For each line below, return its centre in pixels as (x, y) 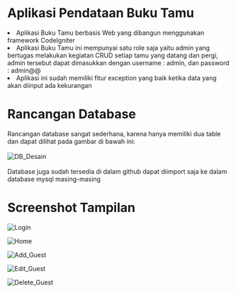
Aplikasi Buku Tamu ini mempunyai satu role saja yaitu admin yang (113, 48)
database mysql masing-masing (54, 179)
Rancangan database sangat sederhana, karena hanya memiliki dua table (114, 133)
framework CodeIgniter (41, 40)
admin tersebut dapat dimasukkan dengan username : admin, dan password (118, 62)
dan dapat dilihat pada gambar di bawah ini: (72, 141)
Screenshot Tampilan (72, 208)
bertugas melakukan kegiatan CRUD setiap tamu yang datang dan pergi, (113, 55)
